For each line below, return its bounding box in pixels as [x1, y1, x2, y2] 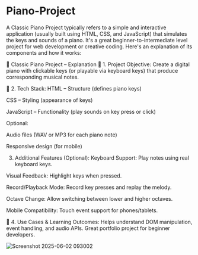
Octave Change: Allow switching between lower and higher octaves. [6, 195, 173, 202]
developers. [6, 231, 36, 238]
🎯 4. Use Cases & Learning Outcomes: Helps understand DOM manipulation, [6, 218, 193, 225]
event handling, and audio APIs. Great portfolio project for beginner [6, 225, 171, 232]
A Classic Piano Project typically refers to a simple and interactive [6, 24, 167, 31]
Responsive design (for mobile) [6, 142, 82, 150]
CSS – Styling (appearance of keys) [6, 97, 93, 104]
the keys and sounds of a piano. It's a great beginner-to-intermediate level [6, 36, 188, 43]
